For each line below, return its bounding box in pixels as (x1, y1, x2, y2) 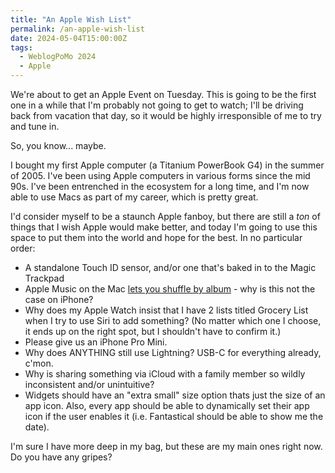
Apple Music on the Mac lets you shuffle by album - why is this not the (24, 283, 316, 295)
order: (10, 242, 36, 254)
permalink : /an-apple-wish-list (10, 24, 145, 34)
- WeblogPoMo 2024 (19, 52, 97, 62)
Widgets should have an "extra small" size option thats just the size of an (24, 389, 326, 401)
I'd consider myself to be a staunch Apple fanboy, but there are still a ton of (10, 211, 321, 222)
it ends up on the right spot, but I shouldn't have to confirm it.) (24, 326, 282, 337)
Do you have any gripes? (10, 451, 113, 463)
